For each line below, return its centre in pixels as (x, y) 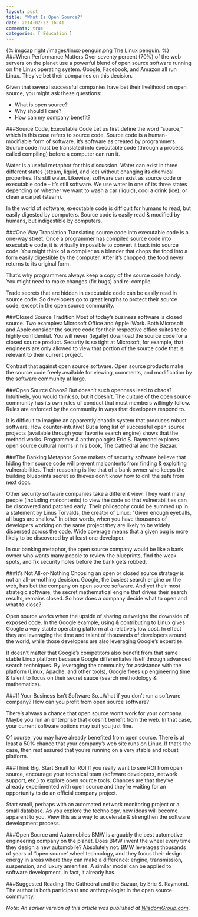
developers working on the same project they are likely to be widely (88, 525)
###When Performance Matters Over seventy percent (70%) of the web (94, 57)
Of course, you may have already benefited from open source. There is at (95, 738)
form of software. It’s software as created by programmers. (105, 141)
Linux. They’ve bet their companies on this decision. (70, 76)
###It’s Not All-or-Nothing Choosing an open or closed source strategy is (95, 573)
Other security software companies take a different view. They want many (96, 494)
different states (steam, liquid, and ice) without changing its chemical (90, 172)
